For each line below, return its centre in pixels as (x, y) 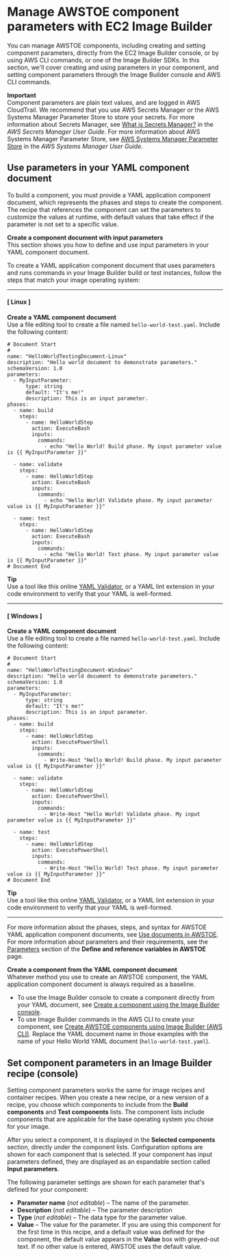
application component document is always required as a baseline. (101, 984)
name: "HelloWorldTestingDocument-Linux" (67, 356)
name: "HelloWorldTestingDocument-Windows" (70, 670)
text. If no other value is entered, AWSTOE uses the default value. (109, 1246)
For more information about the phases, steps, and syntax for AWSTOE (107, 927)
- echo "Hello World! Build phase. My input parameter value (133, 446)
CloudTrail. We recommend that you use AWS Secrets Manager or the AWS (113, 110)
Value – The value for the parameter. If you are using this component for (119, 1224)
